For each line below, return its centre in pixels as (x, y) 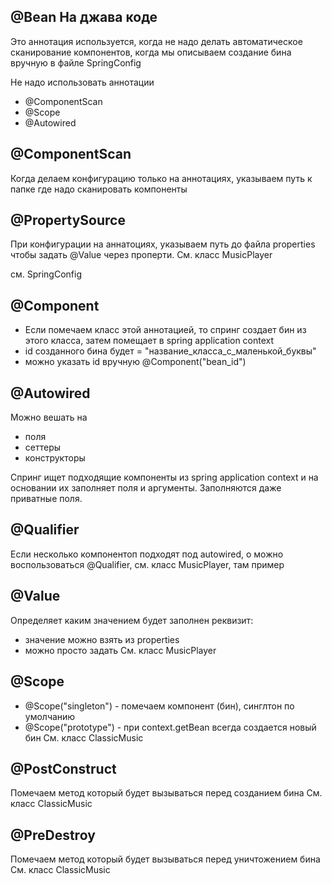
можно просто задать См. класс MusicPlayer (120, 650)
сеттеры (43, 447)
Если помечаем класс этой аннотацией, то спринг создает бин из (165, 330)
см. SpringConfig (46, 274)
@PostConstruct (63, 768)
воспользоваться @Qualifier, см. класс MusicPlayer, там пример (147, 564)
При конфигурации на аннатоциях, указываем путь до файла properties (163, 244)
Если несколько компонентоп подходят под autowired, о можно (147, 554)
